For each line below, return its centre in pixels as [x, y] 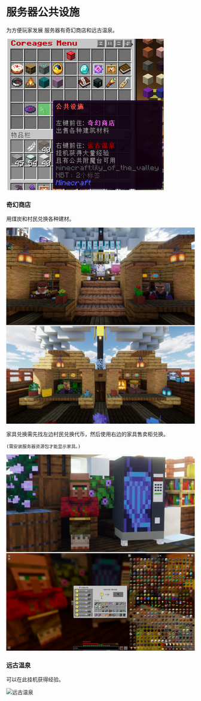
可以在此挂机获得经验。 [35, 679]
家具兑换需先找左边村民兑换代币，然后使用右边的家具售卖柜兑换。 [87, 434]
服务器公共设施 [43, 12]
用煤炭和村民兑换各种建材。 [40, 219]
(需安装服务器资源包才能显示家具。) [43, 447]
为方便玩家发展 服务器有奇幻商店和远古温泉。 [62, 30]
